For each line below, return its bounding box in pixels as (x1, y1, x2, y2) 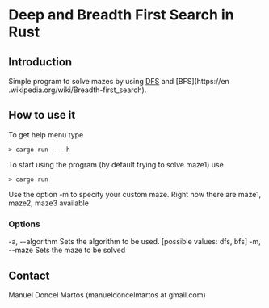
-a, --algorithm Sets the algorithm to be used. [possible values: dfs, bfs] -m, (8, 237, 261, 247)
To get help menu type (8, 129, 84, 139)
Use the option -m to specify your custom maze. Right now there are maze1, (8, 189, 262, 199)
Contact (8, 268, 50, 282)
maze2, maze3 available (8, 198, 89, 208)
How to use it (8, 108, 76, 122)
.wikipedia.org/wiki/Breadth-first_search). (8, 85, 147, 95)
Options (8, 218, 40, 230)
